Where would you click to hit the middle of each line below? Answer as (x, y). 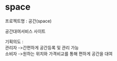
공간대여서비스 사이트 (25, 31)
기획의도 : (14, 41)
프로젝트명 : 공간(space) (29, 21)
